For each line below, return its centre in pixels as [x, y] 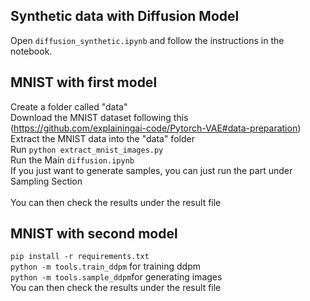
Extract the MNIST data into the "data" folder [102, 138]
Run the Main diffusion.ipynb [72, 160]
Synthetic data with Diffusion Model [125, 16]
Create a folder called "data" [69, 106]
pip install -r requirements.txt [80, 257]
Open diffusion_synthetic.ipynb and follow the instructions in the [147, 40]
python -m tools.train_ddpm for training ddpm [105, 266]
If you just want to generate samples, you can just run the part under [151, 170]
